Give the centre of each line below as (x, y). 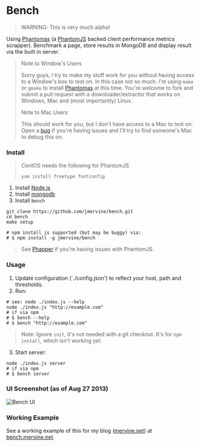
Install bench (30, 201)
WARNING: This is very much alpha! (65, 27)
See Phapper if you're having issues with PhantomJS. (87, 249)
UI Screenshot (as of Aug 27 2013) (57, 389)
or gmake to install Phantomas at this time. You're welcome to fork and (107, 87)
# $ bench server (28, 374)
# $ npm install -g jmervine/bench (51, 238)
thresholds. (29, 284)
